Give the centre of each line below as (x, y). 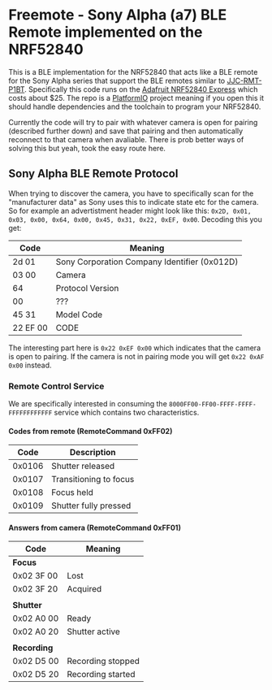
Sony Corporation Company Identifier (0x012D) (147, 262)
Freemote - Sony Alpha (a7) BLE (118, 15)
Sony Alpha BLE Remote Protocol (93, 174)
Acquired (84, 589)
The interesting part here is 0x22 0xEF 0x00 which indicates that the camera (135, 348)
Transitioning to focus (93, 480)
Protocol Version (87, 288)
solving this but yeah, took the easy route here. (87, 148)
